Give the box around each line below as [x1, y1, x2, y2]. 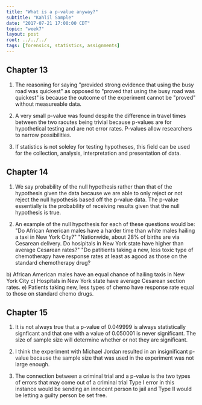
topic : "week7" [6, 25, 45, 32]
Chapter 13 [6, 65, 48, 76]
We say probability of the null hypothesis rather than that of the [14, 183, 172, 190]
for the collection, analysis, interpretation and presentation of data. [14, 149, 181, 157]
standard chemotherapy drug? [14, 259, 91, 266]
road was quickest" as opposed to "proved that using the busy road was [14, 87, 195, 94]
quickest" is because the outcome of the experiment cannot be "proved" [14, 94, 196, 101]
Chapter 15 [6, 307, 48, 317]
